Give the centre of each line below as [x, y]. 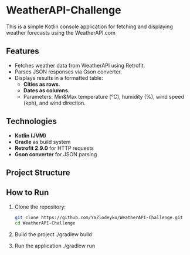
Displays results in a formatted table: [59, 78]
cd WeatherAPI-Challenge [45, 223]
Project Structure [38, 172]
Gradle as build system [43, 142]
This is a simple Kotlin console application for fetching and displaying [89, 26]
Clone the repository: [40, 207]
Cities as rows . [42, 84]
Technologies [32, 121]
